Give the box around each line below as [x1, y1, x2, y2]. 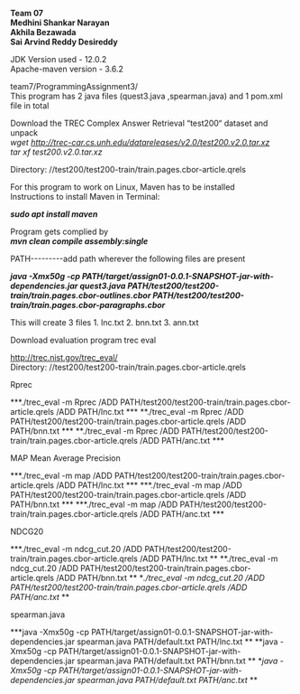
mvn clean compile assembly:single [10, 236, 149, 247]
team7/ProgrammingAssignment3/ [10, 81, 139, 91]
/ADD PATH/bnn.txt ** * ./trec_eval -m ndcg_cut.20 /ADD [56, 573, 265, 583]
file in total [10, 100, 50, 111]
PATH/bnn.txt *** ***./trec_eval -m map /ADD [10, 499, 178, 510]
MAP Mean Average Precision [10, 453, 121, 464]
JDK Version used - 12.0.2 [10, 54, 107, 64]
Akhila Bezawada [10, 27, 77, 37]
